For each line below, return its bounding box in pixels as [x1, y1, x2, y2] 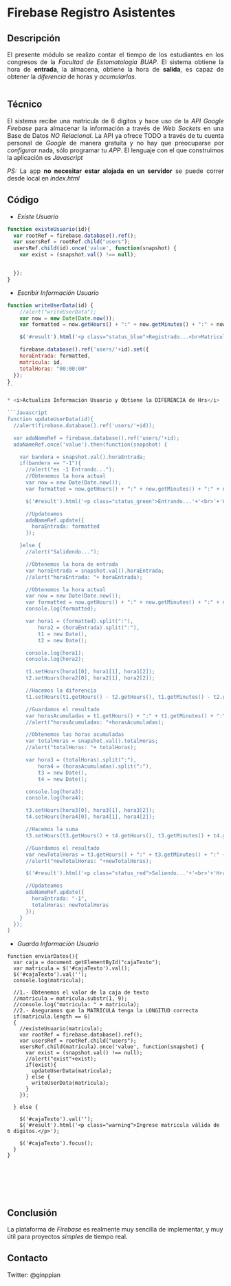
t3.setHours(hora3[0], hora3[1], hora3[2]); [25, 807, 155, 814]
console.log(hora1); [25, 649, 85, 656]
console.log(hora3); [25, 788, 85, 795]
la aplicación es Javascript [7, 153, 83, 161]
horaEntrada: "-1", [32, 895, 88, 902]
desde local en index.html [7, 174, 80, 182]
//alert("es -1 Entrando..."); [25, 467, 115, 473]
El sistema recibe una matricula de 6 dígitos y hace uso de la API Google [7, 116, 224, 125]
